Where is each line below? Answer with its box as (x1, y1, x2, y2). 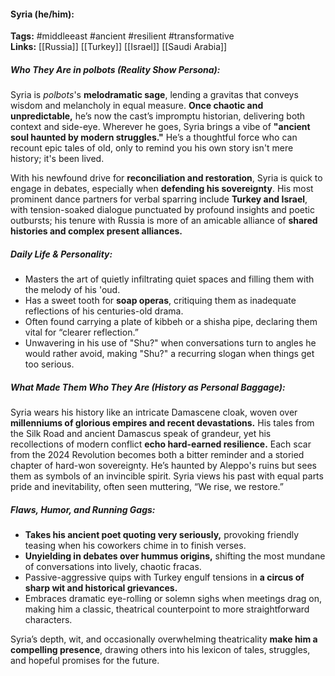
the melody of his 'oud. (24, 284, 121, 296)
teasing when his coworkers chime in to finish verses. (24, 540, 247, 552)
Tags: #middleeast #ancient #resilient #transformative (10, 30, 235, 42)
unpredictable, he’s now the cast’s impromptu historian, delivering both (10, 110, 306, 122)
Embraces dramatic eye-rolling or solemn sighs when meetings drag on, (24, 593, 323, 605)
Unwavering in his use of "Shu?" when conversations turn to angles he (24, 337, 317, 349)
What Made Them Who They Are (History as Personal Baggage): (10, 381, 286, 393)
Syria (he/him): (10, 8, 75, 20)
